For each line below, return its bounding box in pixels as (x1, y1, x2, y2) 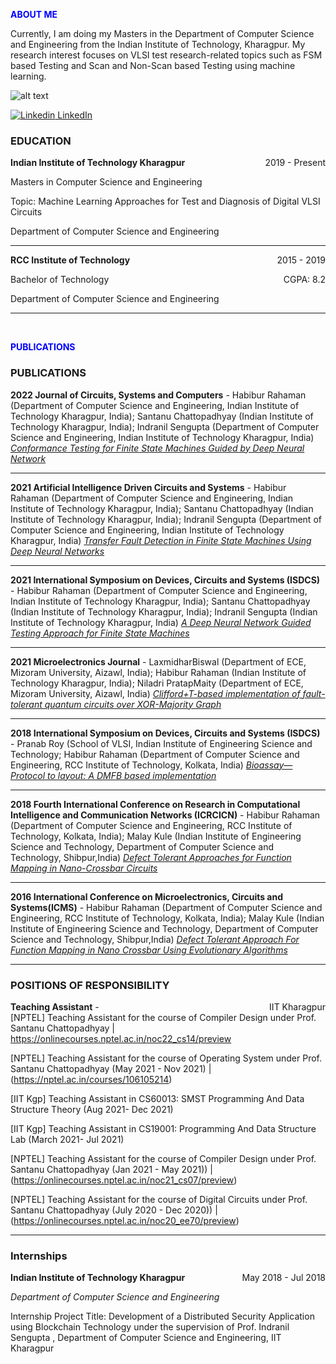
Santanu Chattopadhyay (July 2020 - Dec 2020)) (10, 1204, 213, 1216)
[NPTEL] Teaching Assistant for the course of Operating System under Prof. (10, 1052, 323, 1064)
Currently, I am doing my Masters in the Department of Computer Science (10, 28, 315, 39)
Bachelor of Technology (10, 274, 110, 286)
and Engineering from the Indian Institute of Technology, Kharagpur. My (10, 39, 306, 50)
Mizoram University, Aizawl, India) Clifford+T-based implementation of (10, 687, 301, 699)
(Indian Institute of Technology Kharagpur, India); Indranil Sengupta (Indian (10, 605, 318, 618)
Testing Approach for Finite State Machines (10, 627, 190, 639)
